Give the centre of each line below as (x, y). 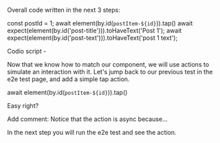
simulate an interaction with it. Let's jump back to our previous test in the (110, 72)
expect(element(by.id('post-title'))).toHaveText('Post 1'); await (95, 31)
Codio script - (27, 51)
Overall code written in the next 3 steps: (64, 10)
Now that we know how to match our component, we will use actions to (108, 64)
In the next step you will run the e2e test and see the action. (92, 132)
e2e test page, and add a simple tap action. (68, 79)
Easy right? (23, 106)
